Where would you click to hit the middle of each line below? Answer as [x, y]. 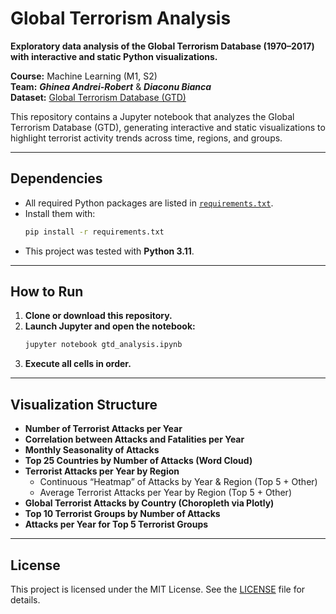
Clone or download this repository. [98, 316]
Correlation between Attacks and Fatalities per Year [134, 439]
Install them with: [60, 213]
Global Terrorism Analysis [121, 18]
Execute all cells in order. [78, 364]
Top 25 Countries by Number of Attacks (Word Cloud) [138, 461]
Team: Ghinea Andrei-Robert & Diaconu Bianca [111, 86]
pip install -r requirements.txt [94, 232]
